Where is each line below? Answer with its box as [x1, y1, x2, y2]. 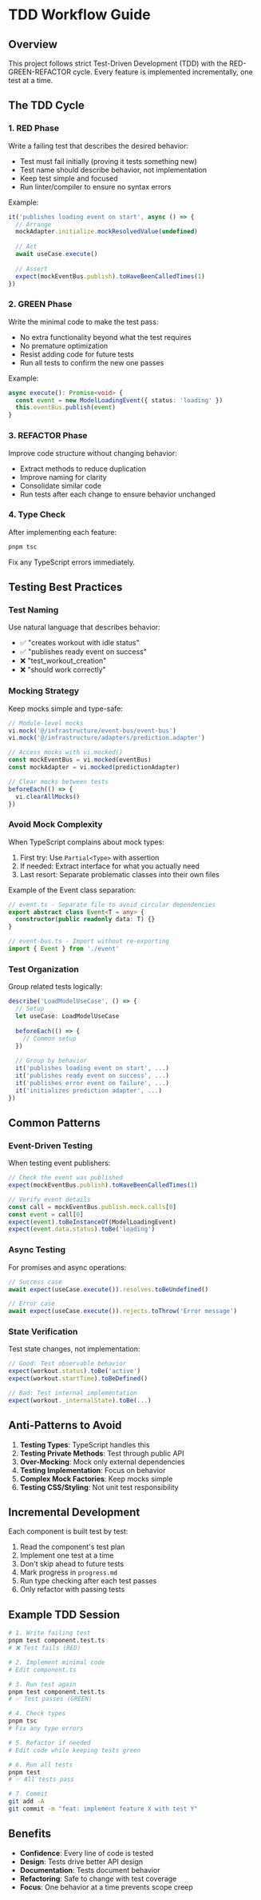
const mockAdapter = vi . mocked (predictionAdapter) [8, 764, 180, 772]
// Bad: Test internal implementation [8, 1389, 137, 1397]
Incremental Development [8, 1506, 140, 1519]
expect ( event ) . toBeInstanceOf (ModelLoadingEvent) [8, 1218, 177, 1226]
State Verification [8, 1326, 78, 1337]
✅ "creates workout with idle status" [19, 638, 140, 648]
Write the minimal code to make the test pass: [8, 317, 159, 326]
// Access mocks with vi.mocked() [8, 748, 124, 756]
